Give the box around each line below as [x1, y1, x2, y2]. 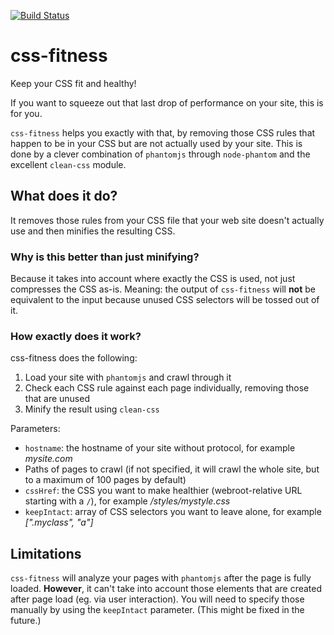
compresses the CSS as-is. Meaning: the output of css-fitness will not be [10, 283, 316, 295]
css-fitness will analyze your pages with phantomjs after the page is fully [10, 572, 312, 584]
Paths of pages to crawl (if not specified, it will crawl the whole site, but [24, 463, 320, 475]
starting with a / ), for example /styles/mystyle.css [24, 495, 231, 507]
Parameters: [10, 423, 61, 435]
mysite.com [24, 453, 73, 465]
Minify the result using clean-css [24, 403, 160, 415]
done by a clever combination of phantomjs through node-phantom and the [10, 148, 311, 160]
